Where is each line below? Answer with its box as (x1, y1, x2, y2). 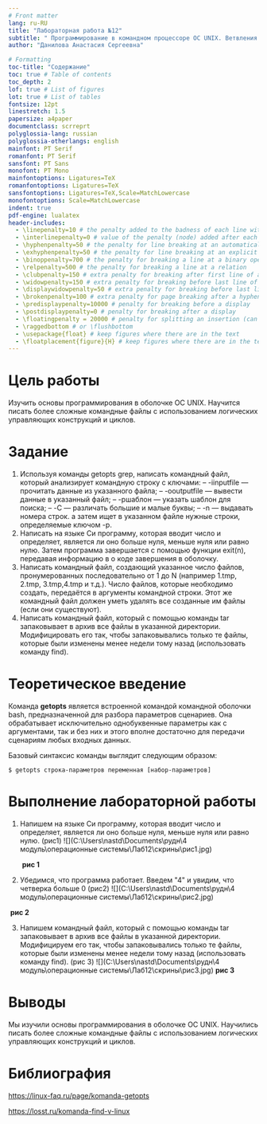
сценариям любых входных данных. (8, 735, 132, 745)
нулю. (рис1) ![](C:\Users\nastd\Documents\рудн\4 (19, 836, 188, 845)
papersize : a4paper (8, 115, 73, 124)
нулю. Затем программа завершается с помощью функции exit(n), (19, 545, 246, 555)
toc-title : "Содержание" (8, 63, 91, 72)
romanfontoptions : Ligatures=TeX (8, 182, 119, 190)
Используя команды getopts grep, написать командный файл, (19, 470, 230, 479)
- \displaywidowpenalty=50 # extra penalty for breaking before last (15, 285, 250, 293)
